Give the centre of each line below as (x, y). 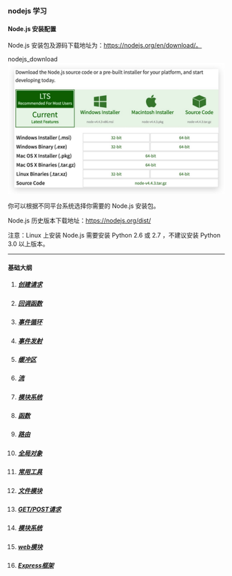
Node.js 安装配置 (32, 28)
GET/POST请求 (39, 509)
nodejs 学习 (28, 10)
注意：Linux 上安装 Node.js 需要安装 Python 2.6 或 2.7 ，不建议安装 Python (114, 236)
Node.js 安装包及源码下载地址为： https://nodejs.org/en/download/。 (105, 46)
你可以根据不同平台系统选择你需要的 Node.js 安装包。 (84, 206)
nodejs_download (33, 59)
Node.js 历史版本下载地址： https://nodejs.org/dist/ (80, 221)
